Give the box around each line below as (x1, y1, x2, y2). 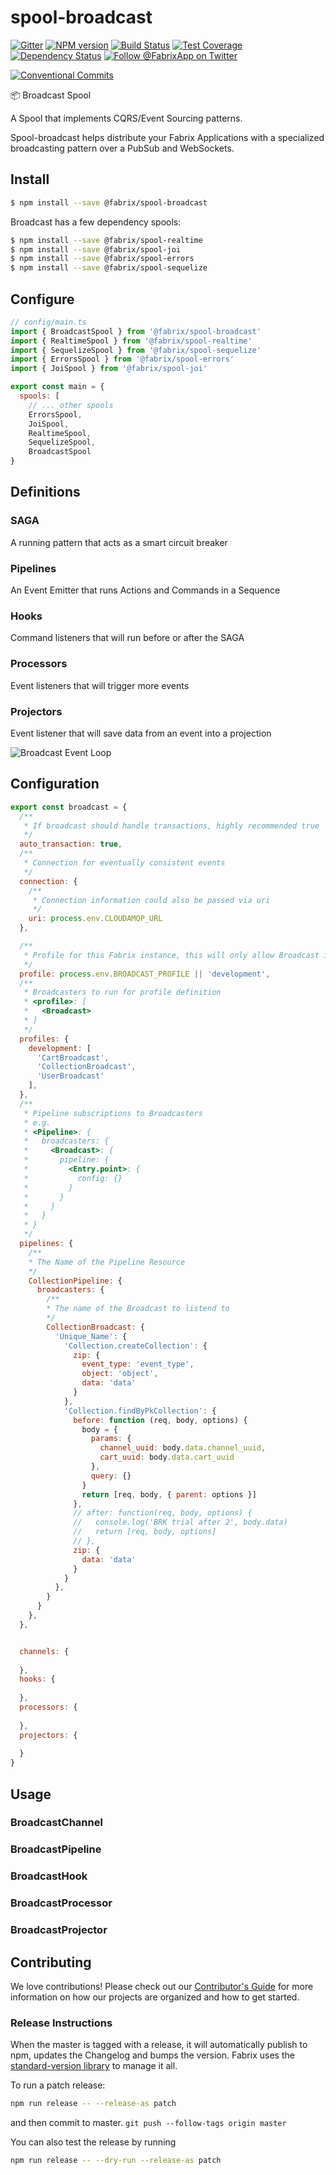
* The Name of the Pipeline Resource (28, 1257, 186, 1267)
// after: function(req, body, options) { (73, 1508, 253, 1518)
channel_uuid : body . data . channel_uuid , (99, 1443, 267, 1453)
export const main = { (10, 382, 105, 392)
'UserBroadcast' (36, 1071, 105, 1081)
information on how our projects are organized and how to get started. (10, 1991, 300, 2003)
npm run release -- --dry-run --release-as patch (10, 2156, 222, 2166)
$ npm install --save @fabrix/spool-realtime (10, 235, 203, 245)
